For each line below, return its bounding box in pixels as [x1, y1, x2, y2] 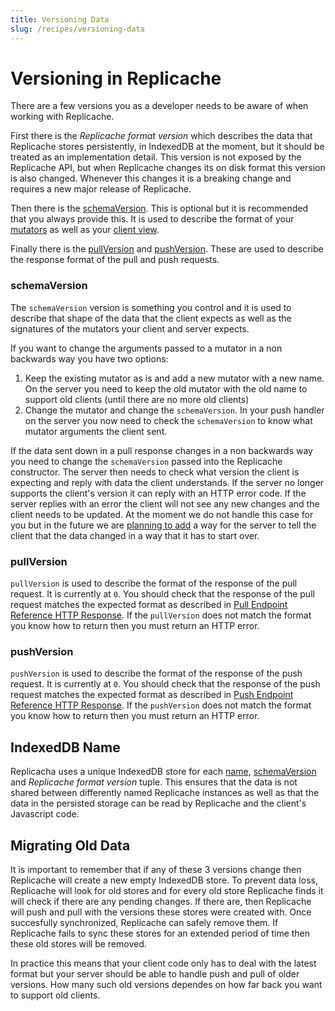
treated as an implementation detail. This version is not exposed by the [10, 151, 302, 163]
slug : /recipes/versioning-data [10, 24, 145, 34]
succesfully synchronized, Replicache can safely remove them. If [10, 916, 279, 928]
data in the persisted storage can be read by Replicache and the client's [10, 797, 307, 810]
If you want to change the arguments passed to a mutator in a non [10, 342, 283, 354]
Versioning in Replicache [10, 67, 222, 90]
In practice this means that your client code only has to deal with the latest [10, 957, 317, 969]
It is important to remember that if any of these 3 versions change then [10, 863, 302, 875]
